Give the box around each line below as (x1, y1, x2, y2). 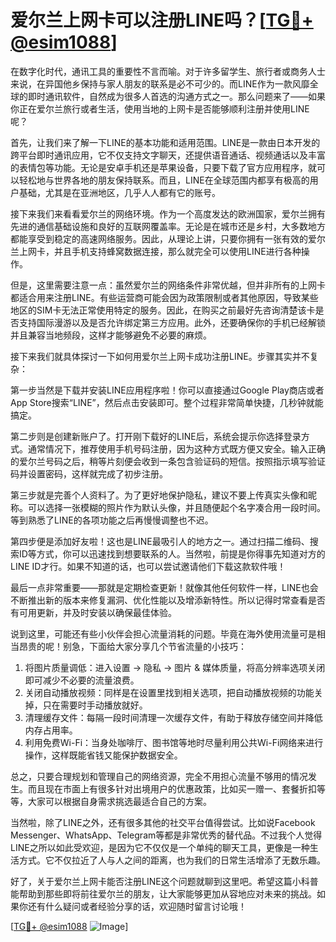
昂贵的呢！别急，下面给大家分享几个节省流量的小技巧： (18, 640, 247, 652)
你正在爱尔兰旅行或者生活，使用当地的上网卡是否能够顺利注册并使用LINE (10, 102, 310, 115)
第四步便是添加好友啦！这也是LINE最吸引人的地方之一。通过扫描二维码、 (10, 535, 310, 547)
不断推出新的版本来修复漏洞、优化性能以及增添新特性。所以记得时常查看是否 (10, 594, 326, 606)
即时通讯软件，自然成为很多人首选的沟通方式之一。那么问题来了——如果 (27, 90, 326, 102)
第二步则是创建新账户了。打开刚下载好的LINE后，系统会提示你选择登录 (10, 430, 302, 442)
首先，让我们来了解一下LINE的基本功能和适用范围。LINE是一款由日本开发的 (10, 136, 321, 148)
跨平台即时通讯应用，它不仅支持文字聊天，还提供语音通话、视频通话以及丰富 (10, 149, 326, 161)
